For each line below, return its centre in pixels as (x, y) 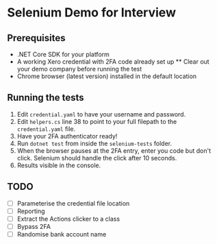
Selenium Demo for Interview (92, 13)
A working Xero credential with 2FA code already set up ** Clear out (113, 62)
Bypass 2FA (34, 226)
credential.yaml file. (46, 129)
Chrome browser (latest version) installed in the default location (107, 76)
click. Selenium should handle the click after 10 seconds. (97, 158)
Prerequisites (36, 38)
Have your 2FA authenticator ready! (67, 136)
